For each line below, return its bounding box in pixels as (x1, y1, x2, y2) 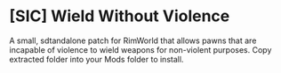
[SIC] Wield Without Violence (9, 6, 230, 26)
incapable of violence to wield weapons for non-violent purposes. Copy (9, 44, 272, 55)
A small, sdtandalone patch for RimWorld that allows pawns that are (9, 35, 257, 46)
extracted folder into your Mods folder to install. (9, 54, 184, 64)
